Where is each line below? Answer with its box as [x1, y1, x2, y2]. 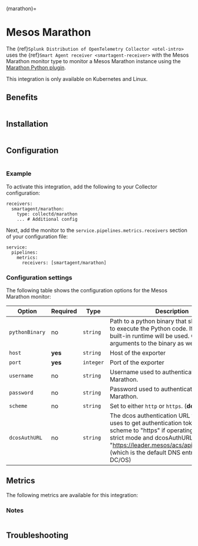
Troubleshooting [6, 531, 69, 541]
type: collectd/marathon [16, 211, 78, 217]
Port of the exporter [110, 358, 164, 367]
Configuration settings [6, 273, 72, 282]
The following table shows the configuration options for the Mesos [6, 286, 168, 294]
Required [51, 307, 78, 315]
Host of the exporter [110, 348, 166, 357]
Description [155, 307, 189, 315]
